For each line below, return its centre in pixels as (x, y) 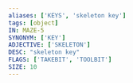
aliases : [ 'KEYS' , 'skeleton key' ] (67, 15)
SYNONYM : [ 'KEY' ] (37, 38)
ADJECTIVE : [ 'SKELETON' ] (49, 45)
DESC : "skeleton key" (44, 52)
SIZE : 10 (23, 67)
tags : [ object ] (33, 23)
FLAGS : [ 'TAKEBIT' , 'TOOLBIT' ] (60, 60)
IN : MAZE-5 (26, 30)
